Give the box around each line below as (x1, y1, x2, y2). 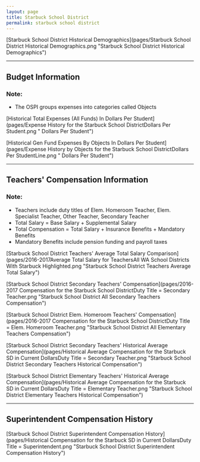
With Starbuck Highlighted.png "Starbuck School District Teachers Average (6, 262, 191, 270)
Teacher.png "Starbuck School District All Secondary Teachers (6, 293, 161, 300)
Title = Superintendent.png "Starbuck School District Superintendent (6, 443, 175, 450)
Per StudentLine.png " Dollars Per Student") (6, 152, 114, 159)
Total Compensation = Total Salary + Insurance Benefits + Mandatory (14, 225, 185, 232)
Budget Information (6, 72, 80, 82)
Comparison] (146, 249, 179, 257)
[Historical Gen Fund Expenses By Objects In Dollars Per (6, 139, 145, 146)
